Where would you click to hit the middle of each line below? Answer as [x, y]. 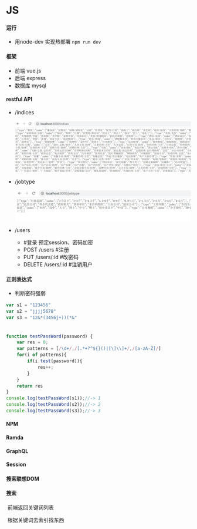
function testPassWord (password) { [50, 336]
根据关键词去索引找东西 [36, 520]
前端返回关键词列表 [30, 508]
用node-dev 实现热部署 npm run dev [58, 42]
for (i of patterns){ [42, 355]
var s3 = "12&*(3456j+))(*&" [42, 318]
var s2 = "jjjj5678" [31, 312]
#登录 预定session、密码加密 [58, 242]
